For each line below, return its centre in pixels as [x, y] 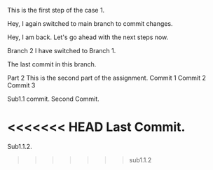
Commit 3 [21, 85]
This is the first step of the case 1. [56, 10]
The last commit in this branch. [52, 64]
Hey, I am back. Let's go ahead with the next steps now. [88, 37]
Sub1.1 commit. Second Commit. [53, 99]
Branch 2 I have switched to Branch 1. [62, 51]
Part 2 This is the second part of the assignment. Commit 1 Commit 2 [107, 78]
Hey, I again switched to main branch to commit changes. [90, 23]
